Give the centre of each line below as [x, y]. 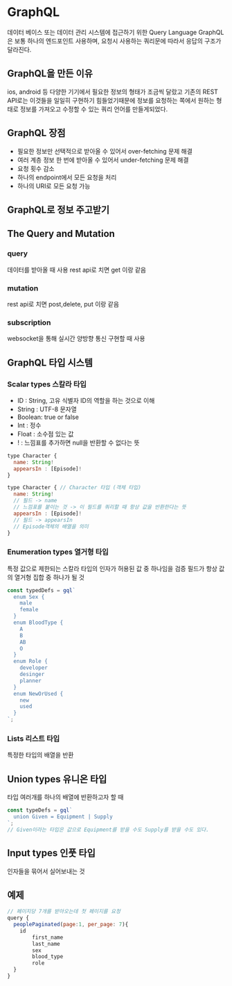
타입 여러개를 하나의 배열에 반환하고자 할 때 [65, 797]
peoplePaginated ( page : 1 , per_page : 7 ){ [71, 925]
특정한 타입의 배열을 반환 [41, 755]
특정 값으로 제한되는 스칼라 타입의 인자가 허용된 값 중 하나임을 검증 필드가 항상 [113, 568]
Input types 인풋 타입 [51, 853]
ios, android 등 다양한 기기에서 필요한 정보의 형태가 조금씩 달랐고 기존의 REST [113, 92]
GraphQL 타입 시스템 [50, 362]
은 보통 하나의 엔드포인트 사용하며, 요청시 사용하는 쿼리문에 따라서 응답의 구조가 [114, 41]
